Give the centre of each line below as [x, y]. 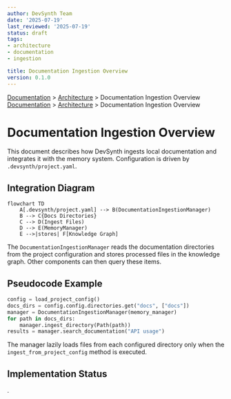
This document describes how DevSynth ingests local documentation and [112, 151]
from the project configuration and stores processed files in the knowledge [114, 254]
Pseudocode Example [55, 283]
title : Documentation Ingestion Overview [68, 71]
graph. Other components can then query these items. [84, 262]
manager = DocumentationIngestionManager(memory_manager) [92, 312]
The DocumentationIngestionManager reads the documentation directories [111, 247]
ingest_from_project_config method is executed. [77, 352]
